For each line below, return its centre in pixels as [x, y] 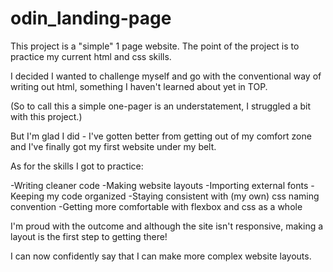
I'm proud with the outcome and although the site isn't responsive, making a [167, 226]
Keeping [27, 196]
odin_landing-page [91, 18]
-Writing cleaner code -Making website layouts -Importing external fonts [159, 185]
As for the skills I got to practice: [77, 166]
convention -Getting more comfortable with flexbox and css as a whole [156, 206]
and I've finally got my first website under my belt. [113, 146]
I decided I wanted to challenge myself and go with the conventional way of [166, 76]
